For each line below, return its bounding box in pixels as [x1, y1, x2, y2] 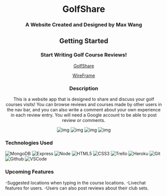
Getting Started [59, 36, 109, 45]
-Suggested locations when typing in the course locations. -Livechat [5, 180, 146, 186]
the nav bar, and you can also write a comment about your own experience [6, 107, 161, 113]
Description [69, 85, 99, 92]
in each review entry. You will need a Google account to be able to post [10, 112, 157, 118]
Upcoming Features [5, 168, 54, 175]
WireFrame [72, 72, 95, 78]
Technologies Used [5, 139, 53, 146]
